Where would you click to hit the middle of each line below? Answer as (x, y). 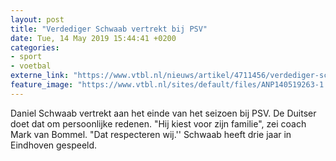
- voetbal (31, 66)
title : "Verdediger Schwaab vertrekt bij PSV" (109, 29)
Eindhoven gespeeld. (54, 145)
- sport (26, 57)
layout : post (37, 19)
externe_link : (40, 76)
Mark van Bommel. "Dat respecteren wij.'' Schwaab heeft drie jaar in (151, 134)
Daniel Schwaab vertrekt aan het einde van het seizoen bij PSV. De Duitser (163, 113)
